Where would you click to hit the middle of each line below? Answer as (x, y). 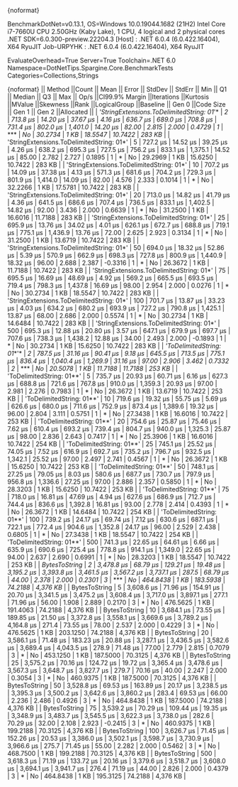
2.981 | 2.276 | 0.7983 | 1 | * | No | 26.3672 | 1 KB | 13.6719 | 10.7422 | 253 (115, 391)
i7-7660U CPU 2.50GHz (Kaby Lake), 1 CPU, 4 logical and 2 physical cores (116, 32)
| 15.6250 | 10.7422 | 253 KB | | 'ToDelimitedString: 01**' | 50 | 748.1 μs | (113, 467)
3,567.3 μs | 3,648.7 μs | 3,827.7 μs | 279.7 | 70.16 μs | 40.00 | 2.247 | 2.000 (117, 670)
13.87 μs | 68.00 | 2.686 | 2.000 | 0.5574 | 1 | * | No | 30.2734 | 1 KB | (108, 316)
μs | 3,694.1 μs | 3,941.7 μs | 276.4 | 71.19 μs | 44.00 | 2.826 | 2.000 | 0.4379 (118, 769)
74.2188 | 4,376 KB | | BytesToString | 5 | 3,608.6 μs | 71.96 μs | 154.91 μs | (116, 587)
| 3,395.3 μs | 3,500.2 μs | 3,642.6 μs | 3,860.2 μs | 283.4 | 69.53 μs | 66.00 (118, 693)
